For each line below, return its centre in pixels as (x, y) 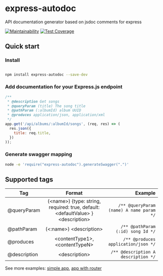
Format (74, 193)
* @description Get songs (33, 101)
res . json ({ (20, 128)
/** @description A (133, 252)
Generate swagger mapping (39, 154)
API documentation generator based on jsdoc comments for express (73, 22)
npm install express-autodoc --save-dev (47, 75)
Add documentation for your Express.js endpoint (64, 87)
